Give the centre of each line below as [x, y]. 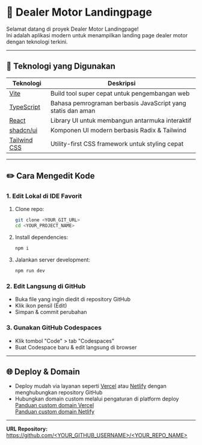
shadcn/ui [23, 130]
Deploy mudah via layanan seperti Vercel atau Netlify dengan [90, 386]
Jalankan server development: [52, 260]
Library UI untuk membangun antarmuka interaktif [121, 120]
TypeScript [25, 106]
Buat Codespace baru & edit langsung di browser [76, 347]
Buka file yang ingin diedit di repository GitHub [73, 299]
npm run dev [30, 271]
